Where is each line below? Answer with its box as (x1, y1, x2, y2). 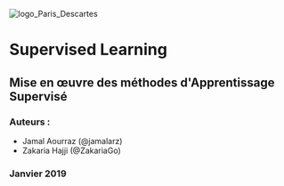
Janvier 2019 (9, 167, 67, 180)
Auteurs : (9, 116, 51, 128)
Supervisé (9, 89, 69, 104)
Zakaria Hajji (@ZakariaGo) (21, 145, 122, 156)
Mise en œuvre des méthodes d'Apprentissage (9, 75, 275, 90)
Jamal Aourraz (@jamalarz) (21, 135, 123, 146)
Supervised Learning (9, 40, 167, 60)
